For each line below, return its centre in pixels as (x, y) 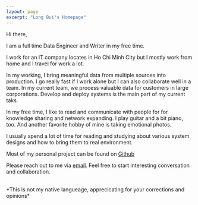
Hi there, (17, 34)
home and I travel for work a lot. (45, 64)
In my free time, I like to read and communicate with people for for (87, 112)
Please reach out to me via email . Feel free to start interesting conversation (98, 165)
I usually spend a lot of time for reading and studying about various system (98, 136)
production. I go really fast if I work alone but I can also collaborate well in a (99, 81)
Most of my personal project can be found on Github (70, 154)
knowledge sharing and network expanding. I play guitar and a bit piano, (95, 118)
